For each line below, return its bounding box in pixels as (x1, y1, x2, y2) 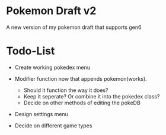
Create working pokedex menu (14, 64, 91, 71)
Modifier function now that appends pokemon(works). (14, 75, 147, 82)
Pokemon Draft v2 (6, 4, 97, 18)
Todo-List (6, 44, 55, 58)
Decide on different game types (14, 122, 92, 129)
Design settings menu (14, 110, 68, 117)
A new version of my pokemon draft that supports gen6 (6, 24, 142, 31)
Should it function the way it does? (23, 87, 108, 94)
